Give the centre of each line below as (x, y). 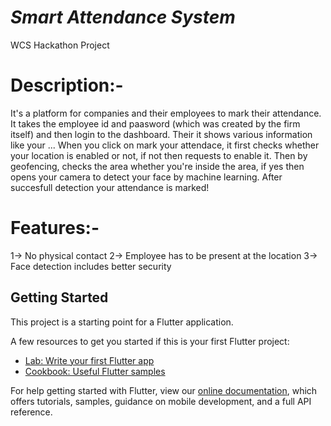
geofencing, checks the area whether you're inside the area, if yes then (157, 166)
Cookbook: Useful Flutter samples (95, 371)
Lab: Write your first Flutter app (89, 360)
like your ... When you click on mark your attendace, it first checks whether (165, 145)
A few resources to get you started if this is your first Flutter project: (150, 341)
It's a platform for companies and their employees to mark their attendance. (166, 113)
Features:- (55, 228)
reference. (31, 412)
